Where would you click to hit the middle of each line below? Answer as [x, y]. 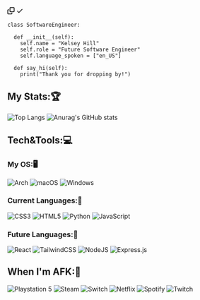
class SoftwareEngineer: [44, 25]
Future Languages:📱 [43, 234]
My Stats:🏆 [34, 97]
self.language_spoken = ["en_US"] [71, 56]
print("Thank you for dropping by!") [76, 74]
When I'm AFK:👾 [44, 272]
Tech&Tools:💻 [40, 140]
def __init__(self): [44, 37]
